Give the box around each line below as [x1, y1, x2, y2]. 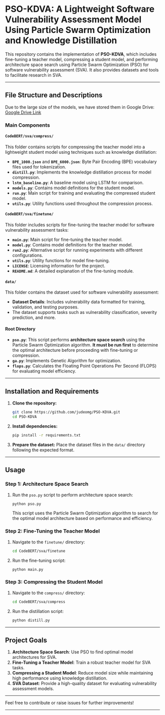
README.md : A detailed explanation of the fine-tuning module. [12, 268, 134, 274]
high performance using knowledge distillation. [12, 675, 108, 681]
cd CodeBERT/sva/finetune [12, 548, 65, 553]
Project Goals [5, 636, 48, 644]
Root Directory [5, 326, 36, 332]
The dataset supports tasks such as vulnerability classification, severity [12, 309, 157, 315]
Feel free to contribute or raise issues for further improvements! [5, 700, 134, 706]
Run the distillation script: [12, 608, 64, 614]
